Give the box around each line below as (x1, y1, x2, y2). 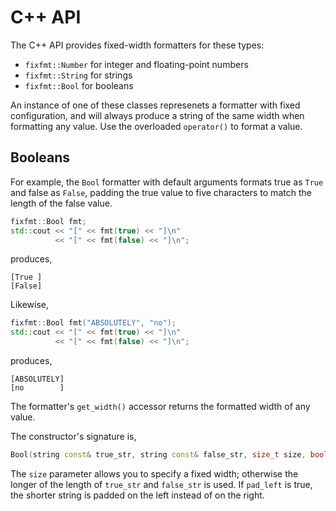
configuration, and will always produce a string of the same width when (10, 109, 305, 121)
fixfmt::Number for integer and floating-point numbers (24, 58, 249, 70)
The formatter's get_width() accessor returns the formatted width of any (10, 401, 311, 412)
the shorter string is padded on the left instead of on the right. (10, 489, 265, 501)
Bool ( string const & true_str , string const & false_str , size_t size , (10, 450, 307, 460)
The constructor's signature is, (10, 431, 137, 442)
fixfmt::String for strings (24, 69, 133, 81)
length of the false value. (10, 197, 113, 209)
